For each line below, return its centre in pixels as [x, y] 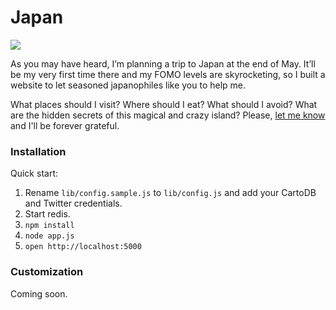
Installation [38, 151]
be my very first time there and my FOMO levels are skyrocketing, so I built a [168, 74]
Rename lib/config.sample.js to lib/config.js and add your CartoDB [170, 193]
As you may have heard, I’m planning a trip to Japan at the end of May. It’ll [163, 63]
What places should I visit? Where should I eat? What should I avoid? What [164, 104]
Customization [47, 272]
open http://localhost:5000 [83, 247]
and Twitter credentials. [73, 203]
